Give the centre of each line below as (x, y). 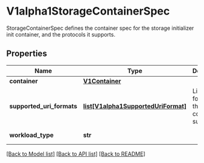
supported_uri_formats (43, 106)
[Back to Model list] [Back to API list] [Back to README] (76, 154)
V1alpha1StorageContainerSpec (88, 11)
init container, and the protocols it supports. (61, 34)
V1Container (102, 81)
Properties (27, 54)
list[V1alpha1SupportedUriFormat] (135, 106)
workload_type (32, 135)
